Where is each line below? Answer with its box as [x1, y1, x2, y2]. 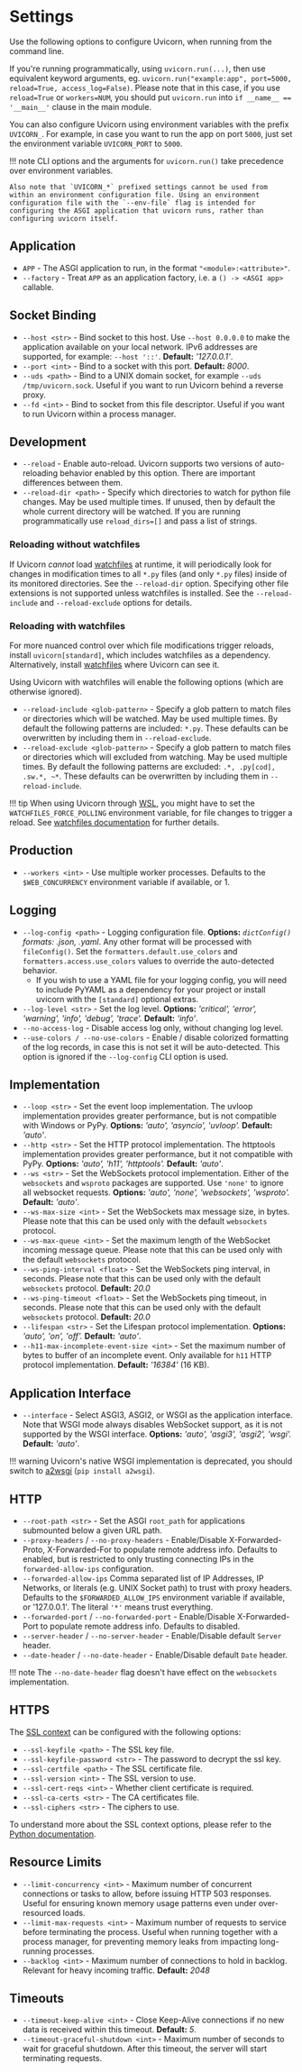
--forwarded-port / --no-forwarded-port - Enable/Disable [22, 1611, 236, 1622]
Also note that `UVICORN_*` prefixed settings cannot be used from [9, 182, 269, 191]
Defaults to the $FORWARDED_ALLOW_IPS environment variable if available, [22, 1593, 286, 1603]
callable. [22, 281, 54, 292]
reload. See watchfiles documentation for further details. [9, 817, 220, 827]
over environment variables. [9, 165, 114, 176]
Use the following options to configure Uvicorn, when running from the [9, 36, 272, 47]
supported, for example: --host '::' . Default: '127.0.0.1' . [22, 351, 233, 361]
